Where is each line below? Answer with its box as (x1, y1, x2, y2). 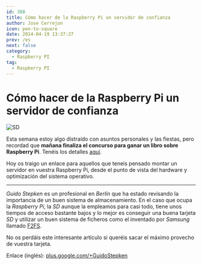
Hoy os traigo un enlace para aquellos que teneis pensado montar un (6, 160, 177, 167)
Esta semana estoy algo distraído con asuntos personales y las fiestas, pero (6, 135, 194, 142)
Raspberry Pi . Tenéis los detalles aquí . (6, 148, 102, 156)
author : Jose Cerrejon (6, 20, 63, 26)
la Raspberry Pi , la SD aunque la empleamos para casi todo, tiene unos (6, 203, 182, 210)
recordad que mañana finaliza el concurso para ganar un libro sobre (6, 142, 179, 149)
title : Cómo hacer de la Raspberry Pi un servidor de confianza (6, 14, 171, 21)
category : (6, 48, 31, 54)
